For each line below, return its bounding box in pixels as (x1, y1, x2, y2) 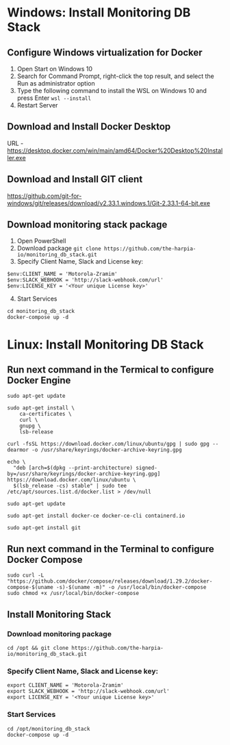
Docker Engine (7, 375, 71, 386)
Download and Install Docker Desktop (7, 121, 171, 133)
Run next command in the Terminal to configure (7, 543, 214, 555)
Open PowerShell (16, 237, 66, 245)
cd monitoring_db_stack (7, 308, 75, 315)
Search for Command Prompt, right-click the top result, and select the (16, 72, 214, 80)
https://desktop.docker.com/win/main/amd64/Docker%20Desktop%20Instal (7, 146, 223, 155)
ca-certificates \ (19, 411, 72, 418)
